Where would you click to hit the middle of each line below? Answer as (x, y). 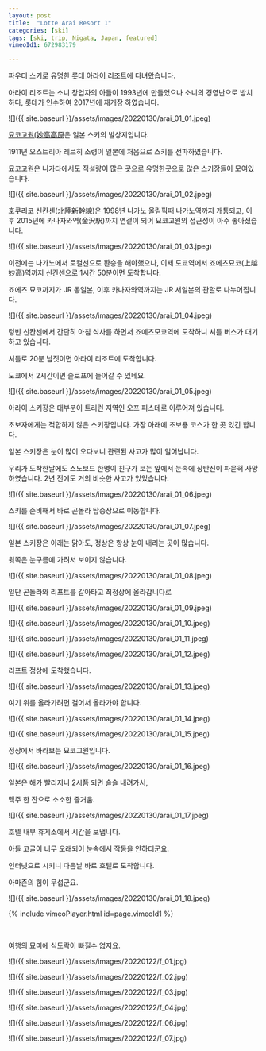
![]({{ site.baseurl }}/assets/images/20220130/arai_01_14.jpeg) (109, 719)
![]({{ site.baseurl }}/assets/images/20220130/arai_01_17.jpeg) (108, 816)
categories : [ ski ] (39, 30)
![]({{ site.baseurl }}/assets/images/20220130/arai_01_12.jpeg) (109, 654)
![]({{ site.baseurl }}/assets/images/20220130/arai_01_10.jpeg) (109, 624)
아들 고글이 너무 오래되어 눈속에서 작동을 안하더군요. (89, 849)
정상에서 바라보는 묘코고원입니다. (60, 751)
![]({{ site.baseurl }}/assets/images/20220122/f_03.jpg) (98, 992)
